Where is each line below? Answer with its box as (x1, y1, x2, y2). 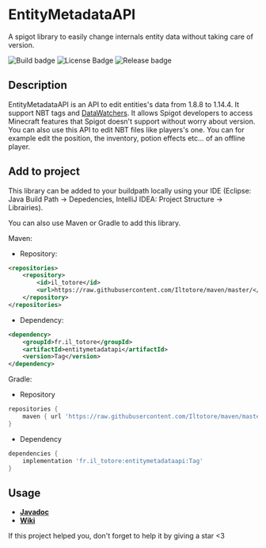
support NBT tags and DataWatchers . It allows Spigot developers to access (8, 108, 253, 117)
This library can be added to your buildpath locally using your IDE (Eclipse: (8, 186, 252, 195)
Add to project (8, 165, 81, 178)
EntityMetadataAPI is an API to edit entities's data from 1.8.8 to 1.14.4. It (8, 99, 240, 109)
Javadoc (19, 508, 49, 517)
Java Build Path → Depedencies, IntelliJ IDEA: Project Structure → (8, 194, 223, 204)
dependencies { (8, 450, 59, 458)
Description (8, 79, 67, 92)
